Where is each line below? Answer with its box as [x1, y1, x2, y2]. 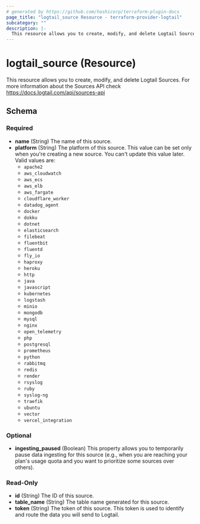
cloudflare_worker [23, 196, 70, 201]
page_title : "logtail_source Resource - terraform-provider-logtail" [6, 14, 183, 20]
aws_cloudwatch [23, 170, 61, 176]
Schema [6, 106, 37, 116]
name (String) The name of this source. [14, 138, 112, 145]
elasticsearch [23, 227, 59, 233]
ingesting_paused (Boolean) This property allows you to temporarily [14, 445, 184, 452]
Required [6, 124, 33, 132]
